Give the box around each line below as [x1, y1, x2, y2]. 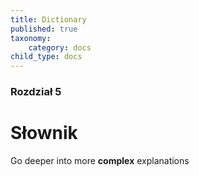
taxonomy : [10, 33, 52, 43]
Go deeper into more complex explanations [10, 154, 190, 166]
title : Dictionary [10, 14, 87, 25]
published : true [10, 24, 78, 34]
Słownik [10, 122, 78, 145]
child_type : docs [10, 52, 83, 62]
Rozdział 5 [10, 85, 62, 99]
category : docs [28, 42, 92, 53]
